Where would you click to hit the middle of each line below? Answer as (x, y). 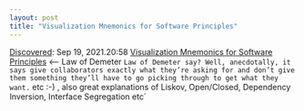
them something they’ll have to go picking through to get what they (144, 78)
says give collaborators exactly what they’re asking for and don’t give (152, 70)
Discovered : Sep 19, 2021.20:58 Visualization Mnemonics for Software (141, 51)
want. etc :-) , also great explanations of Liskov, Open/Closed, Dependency (150, 87)
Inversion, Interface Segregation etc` (78, 97)
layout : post (34, 18)
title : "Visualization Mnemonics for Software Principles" (124, 26)
